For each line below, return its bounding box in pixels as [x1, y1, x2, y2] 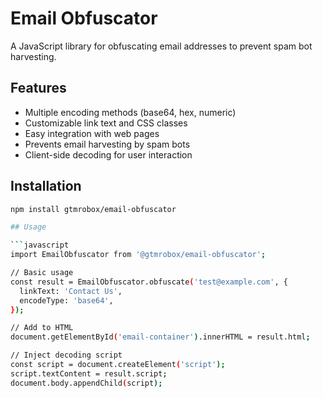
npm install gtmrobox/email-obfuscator [10, 204, 177, 214]
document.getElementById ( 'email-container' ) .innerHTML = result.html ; [10, 332, 311, 342]
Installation [10, 178, 82, 195]
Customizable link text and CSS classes [24, 117, 188, 129]
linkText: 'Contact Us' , [19, 286, 123, 296]
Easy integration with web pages [24, 127, 160, 139]
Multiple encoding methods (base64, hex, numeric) [24, 106, 237, 118]
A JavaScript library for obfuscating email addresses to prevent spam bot [10, 40, 313, 52]
